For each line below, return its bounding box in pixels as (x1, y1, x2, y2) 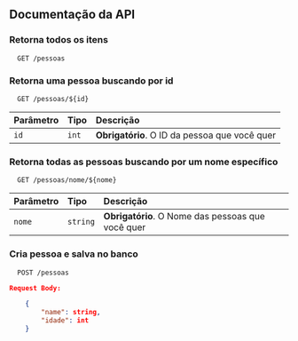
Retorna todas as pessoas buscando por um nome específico (9, 155, 278, 168)
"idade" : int (41, 316, 90, 325)
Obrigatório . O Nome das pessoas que (103, 210, 266, 223)
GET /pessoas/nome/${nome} (17, 176, 117, 185)
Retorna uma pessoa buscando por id (9, 75, 174, 87)
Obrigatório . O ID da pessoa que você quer (95, 129, 277, 141)
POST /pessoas (17, 268, 69, 277)
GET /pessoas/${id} (17, 94, 90, 103)
